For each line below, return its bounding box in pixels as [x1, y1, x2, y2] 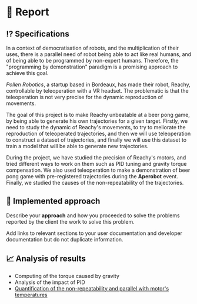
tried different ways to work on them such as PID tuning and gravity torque [6, 161, 187, 167]
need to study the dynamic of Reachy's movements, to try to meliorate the [6, 124, 186, 130]
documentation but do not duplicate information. [6, 236, 123, 243]
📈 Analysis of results [6, 254, 86, 264]
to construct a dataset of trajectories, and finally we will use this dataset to [6, 136, 187, 143]
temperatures [14, 291, 48, 298]
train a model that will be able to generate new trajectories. [6, 143, 149, 149]
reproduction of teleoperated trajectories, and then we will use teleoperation [6, 130, 191, 137]
